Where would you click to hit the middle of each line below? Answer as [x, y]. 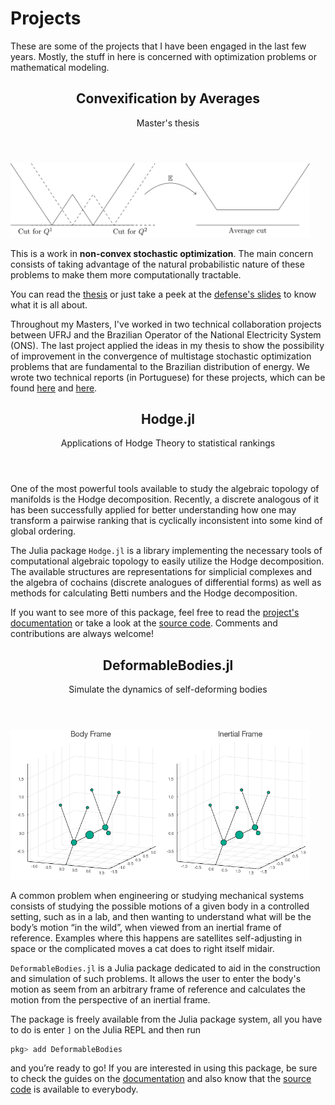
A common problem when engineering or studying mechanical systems [157, 895]
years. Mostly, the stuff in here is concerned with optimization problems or [163, 56]
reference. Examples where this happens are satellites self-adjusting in [156, 938]
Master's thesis [168, 123]
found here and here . [54, 388]
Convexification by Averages [168, 98]
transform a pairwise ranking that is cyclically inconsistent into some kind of [166, 521]
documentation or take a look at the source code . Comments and [144, 623]
